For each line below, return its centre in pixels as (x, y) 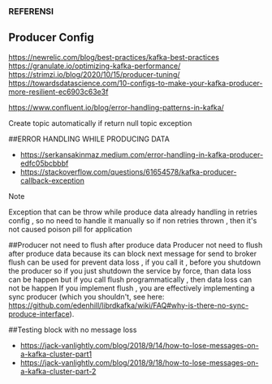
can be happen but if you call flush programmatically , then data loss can (130, 279)
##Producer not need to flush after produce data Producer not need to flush (136, 244)
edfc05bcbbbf (44, 163)
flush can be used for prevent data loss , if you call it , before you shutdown (135, 262)
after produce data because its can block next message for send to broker (133, 253)
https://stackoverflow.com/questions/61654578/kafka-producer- (128, 171)
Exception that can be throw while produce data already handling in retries (133, 212)
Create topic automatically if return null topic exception (100, 123)
